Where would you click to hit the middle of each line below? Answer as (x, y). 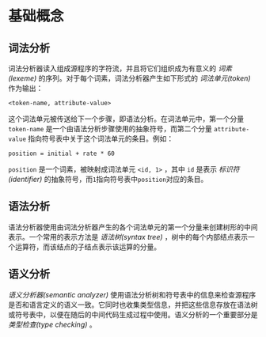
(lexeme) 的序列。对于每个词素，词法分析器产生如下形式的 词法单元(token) (129, 78)
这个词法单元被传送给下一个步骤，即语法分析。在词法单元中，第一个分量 (126, 119)
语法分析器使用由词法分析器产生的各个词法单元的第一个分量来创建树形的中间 (133, 227)
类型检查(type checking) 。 (52, 324)
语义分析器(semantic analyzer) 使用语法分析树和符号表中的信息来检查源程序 (132, 294)
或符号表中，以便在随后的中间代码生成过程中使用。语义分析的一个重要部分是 (133, 314)
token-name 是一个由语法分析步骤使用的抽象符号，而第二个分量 (110, 129)
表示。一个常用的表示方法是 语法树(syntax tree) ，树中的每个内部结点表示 (128, 237)
